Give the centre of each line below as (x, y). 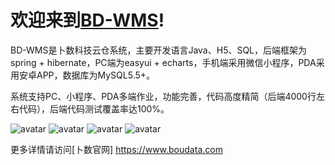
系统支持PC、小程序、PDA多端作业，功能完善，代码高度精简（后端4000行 (163, 96)
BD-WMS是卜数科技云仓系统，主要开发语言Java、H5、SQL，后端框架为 (159, 50)
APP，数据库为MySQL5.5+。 (96, 75)
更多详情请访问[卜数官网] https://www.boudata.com (116, 149)
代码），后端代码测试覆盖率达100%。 (94, 108)
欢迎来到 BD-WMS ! (87, 20)
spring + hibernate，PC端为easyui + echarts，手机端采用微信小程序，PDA (163, 62)
